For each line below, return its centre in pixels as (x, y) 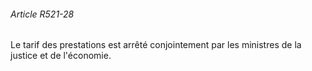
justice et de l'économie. (61, 56)
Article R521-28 (42, 14)
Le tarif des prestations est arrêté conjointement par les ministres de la (156, 45)
